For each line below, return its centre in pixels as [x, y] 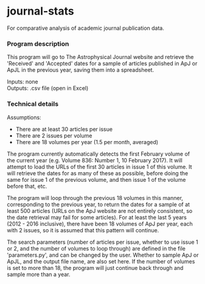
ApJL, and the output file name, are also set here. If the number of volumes [101, 261]
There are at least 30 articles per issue [64, 129]
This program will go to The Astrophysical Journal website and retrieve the [100, 57]
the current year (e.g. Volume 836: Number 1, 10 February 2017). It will [95, 160]
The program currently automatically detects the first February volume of [99, 154]
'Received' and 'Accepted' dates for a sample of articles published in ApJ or [102, 64]
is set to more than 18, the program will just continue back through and [95, 268]
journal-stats [41, 11]
